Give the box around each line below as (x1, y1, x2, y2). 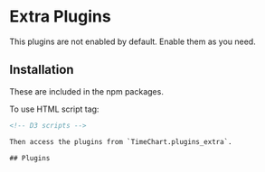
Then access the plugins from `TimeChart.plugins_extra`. (9, 137, 232, 146)
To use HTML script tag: (9, 104, 99, 114)
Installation (9, 62, 74, 77)
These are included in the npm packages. (9, 86, 165, 96)
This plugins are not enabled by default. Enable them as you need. (9, 36, 256, 47)
